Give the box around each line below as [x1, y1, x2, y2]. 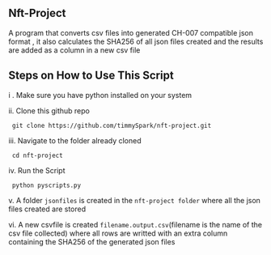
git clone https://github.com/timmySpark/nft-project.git [11, 121, 212, 130]
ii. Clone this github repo [8, 105, 91, 116]
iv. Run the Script [8, 165, 66, 175]
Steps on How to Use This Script [8, 69, 174, 83]
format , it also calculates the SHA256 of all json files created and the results [8, 36, 264, 46]
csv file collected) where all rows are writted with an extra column [8, 228, 228, 238]
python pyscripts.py [11, 181, 82, 189]
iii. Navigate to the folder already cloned [8, 135, 142, 145]
